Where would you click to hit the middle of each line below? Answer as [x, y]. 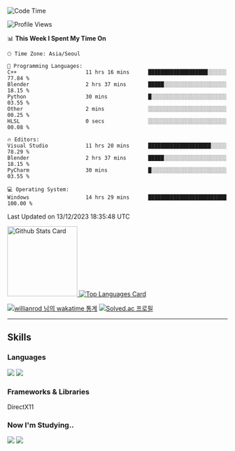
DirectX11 [21, 407]
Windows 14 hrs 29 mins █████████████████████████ [117, 197]
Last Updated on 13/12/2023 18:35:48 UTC [69, 216]
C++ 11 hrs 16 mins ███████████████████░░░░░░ [117, 72]
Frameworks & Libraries [48, 391]
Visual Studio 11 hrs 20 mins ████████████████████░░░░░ [117, 146]
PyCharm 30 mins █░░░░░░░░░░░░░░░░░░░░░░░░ [117, 170]
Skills [19, 337]
